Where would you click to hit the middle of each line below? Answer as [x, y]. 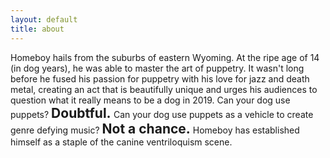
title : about [37, 29]
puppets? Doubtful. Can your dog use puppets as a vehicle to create [162, 112]
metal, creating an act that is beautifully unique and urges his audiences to [164, 89]
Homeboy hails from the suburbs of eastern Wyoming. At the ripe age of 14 [165, 57]
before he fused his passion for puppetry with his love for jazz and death [160, 78]
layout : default [44, 19]
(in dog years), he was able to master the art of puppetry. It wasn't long [157, 68]
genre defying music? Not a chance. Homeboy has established [155, 128]
